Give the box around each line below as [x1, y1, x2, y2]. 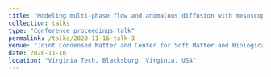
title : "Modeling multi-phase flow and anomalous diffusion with [8, 11, 232, 20]
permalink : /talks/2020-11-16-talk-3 [8, 34, 135, 43]
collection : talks [8, 19, 70, 27]
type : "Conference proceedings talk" [8, 26, 135, 34]
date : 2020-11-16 [8, 49, 67, 57]
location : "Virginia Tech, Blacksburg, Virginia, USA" [8, 57, 197, 65]
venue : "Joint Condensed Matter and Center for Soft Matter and [8, 42, 229, 50]
